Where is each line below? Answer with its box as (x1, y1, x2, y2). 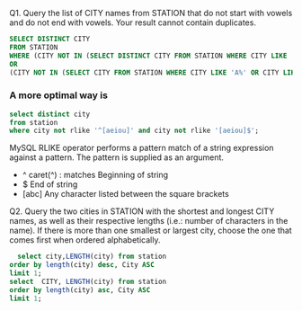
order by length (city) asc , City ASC (9, 285, 151, 295)
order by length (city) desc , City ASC (9, 261, 155, 270)
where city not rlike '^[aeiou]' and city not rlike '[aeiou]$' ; (9, 126, 259, 136)
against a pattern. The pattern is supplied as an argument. (9, 152, 225, 163)
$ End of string (22, 179, 78, 190)
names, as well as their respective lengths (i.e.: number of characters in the (9, 216, 289, 227)
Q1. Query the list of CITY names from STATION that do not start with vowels (9, 8, 293, 18)
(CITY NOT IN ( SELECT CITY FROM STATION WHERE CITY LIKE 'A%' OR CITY (9, 67, 280, 77)
